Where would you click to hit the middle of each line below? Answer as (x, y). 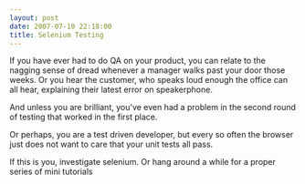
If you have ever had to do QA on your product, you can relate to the (138, 61)
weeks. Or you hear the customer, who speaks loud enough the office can (149, 80)
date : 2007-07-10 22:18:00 (61, 26)
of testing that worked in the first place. (84, 117)
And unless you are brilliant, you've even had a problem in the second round (153, 107)
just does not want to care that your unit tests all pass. (111, 144)
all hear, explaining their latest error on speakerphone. (111, 90)
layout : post (34, 18)
